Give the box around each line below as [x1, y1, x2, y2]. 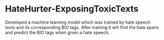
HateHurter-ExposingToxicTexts [5, 3, 139, 14]
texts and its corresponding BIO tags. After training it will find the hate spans [5, 24, 159, 30]
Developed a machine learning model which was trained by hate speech [5, 19, 151, 25]
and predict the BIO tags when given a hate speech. [5, 29, 110, 35]
